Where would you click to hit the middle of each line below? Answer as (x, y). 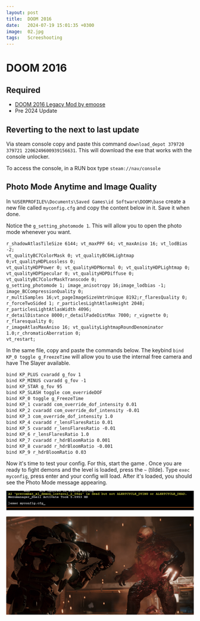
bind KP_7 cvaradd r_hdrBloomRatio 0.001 (58, 440)
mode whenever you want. (39, 232)
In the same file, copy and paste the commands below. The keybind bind (95, 350)
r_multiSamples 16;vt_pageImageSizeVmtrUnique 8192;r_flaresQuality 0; (97, 297)
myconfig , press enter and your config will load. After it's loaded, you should (99, 476)
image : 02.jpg (25, 32)
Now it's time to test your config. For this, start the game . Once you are (94, 463)
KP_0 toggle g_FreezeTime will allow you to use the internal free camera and (99, 356)
